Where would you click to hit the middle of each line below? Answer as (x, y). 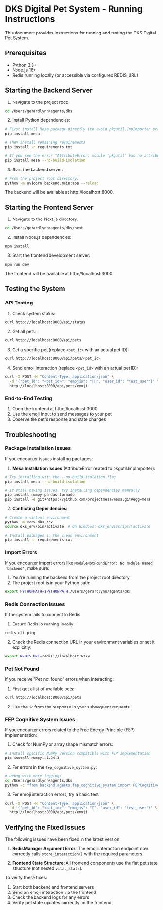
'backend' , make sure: (27, 568)
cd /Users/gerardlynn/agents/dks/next (44, 228)
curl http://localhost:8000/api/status (45, 322)
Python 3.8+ (24, 65)
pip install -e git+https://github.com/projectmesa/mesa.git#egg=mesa (78, 499)
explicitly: (22, 647)
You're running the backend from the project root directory (71, 577)
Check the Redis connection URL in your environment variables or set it (83, 642)
